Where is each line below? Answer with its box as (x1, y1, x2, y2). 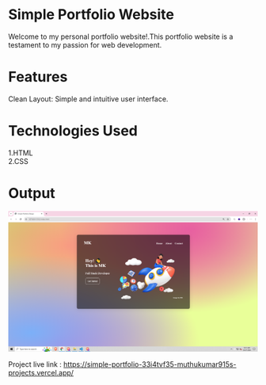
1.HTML (8, 148, 33, 158)
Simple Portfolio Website (8, 6, 175, 24)
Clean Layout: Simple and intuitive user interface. (8, 93, 169, 104)
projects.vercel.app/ (8, 368, 74, 377)
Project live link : (8, 359, 62, 369)
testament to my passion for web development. (8, 40, 162, 49)
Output (8, 185, 55, 202)
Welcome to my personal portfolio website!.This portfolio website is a (8, 32, 234, 41)
